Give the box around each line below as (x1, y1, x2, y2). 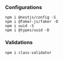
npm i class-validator (5, 50, 52, 55)
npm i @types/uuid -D (5, 28, 50, 33)
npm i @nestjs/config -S (5, 15, 56, 20)
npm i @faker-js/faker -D (5, 19, 58, 24)
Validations (5, 39, 33, 46)
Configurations (5, 4, 42, 11)
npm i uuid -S (5, 23, 34, 28)
